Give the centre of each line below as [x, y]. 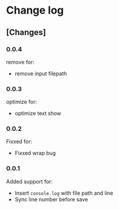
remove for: [20, 62]
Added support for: [30, 181]
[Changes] [26, 32]
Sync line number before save [51, 199]
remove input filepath [41, 73]
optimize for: [22, 102]
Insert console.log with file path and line [64, 193]
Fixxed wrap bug [35, 153]
